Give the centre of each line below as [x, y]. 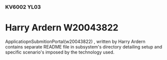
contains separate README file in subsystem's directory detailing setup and [84, 46]
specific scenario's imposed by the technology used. [60, 52]
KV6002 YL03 [23, 7]
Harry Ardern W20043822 [62, 28]
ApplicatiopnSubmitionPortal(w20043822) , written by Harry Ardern [75, 41]
